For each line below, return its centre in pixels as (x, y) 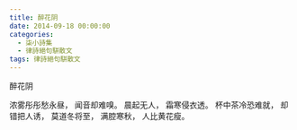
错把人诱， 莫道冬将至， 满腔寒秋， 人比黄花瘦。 (99, 116)
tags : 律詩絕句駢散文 (45, 59)
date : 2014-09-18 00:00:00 (60, 26)
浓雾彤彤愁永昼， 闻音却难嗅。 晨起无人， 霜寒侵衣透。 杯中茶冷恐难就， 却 (149, 105)
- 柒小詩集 (35, 43)
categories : (31, 34)
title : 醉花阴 (34, 17)
